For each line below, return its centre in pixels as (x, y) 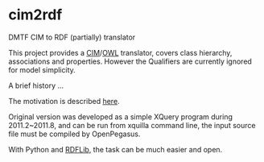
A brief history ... (36, 85)
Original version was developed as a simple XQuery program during (121, 116)
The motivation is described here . (64, 101)
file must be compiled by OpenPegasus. (74, 134)
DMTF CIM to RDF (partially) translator (72, 37)
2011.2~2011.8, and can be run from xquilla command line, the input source (132, 125)
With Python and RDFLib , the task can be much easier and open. (115, 149)
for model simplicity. (42, 69)
